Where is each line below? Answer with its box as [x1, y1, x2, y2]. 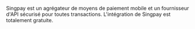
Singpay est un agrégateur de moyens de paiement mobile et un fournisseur [6, 5, 189, 11]
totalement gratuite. [6, 17, 54, 23]
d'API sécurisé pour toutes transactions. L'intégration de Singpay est [6, 11, 171, 18]
